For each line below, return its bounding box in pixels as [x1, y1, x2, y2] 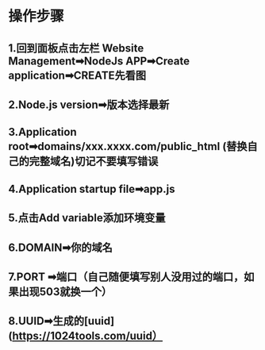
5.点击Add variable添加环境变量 [8, 211, 166, 225]
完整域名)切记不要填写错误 [29, 155, 159, 168]
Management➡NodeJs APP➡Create [8, 54, 190, 67]
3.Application [8, 125, 77, 139]
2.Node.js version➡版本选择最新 [8, 98, 170, 111]
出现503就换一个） [18, 285, 113, 298]
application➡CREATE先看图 [8, 68, 147, 82]
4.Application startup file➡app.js [8, 182, 175, 195]
